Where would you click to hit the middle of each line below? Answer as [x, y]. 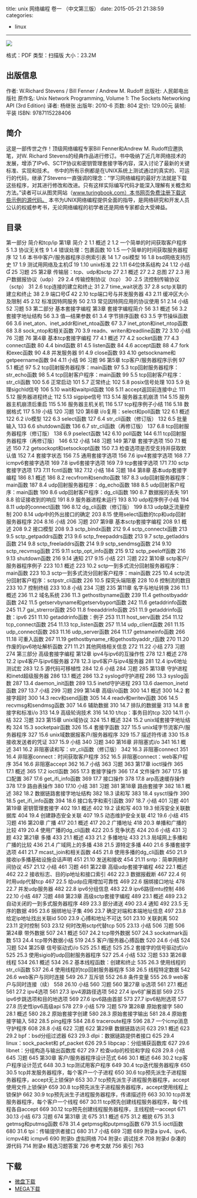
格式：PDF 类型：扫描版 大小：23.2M [51, 55]
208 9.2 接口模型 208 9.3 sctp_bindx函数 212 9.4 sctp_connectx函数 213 [100, 529]
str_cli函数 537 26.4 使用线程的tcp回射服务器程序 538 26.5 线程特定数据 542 [98, 970]
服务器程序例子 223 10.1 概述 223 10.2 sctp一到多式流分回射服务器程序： [93, 566]
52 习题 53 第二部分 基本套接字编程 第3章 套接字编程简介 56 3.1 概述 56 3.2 [97, 309]
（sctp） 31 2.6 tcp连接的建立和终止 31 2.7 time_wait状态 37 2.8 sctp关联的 [96, 287]
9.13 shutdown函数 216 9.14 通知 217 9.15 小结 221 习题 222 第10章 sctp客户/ [98, 558]
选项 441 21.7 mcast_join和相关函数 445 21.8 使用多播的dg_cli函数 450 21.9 [96, 852]
